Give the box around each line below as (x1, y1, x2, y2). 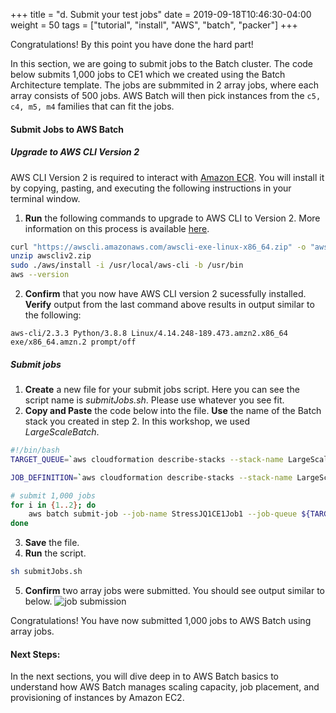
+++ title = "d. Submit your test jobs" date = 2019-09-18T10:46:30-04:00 (10, 9, 312, 20)
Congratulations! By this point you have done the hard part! (10, 39, 254, 50)
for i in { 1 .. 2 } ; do (10, 500, 97, 510)
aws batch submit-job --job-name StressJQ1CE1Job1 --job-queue (28, 509, 298, 519)
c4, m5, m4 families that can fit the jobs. (10, 100, 175, 112)
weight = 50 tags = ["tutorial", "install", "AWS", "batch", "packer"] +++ (10, 19, 298, 31)
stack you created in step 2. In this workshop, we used (24, 415, 251, 428)
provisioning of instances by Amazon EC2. (10, 692, 185, 704)
